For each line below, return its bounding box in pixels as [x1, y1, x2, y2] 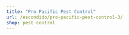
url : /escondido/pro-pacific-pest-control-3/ [6, 14, 123, 20]
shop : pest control [6, 20, 56, 26]
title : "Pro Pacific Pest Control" [6, 8, 96, 15]
